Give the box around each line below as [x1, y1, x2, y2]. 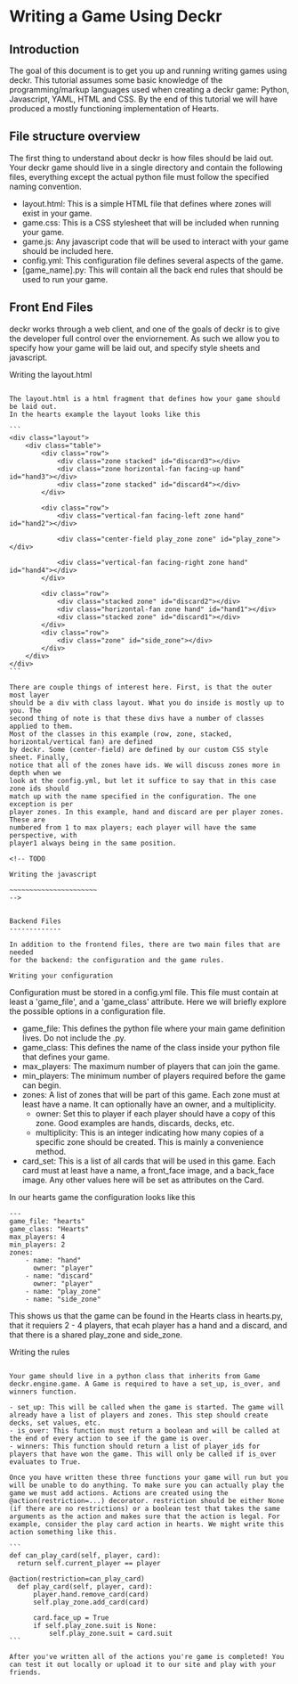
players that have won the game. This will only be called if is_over [9, 1450, 277, 1459]
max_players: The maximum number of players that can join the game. [21, 1060, 280, 1071]
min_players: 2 [9, 1240, 66, 1249]
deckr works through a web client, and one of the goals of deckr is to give [9, 323, 280, 334]
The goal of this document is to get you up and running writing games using [9, 65, 287, 76]
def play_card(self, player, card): [17, 1582, 153, 1591]
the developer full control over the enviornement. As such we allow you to [9, 332, 280, 344]
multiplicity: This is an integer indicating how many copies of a [35, 1127, 264, 1138]
